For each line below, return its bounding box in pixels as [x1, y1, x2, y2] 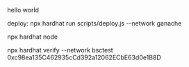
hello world [7, 6, 40, 14]
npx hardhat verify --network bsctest [7, 46, 113, 54]
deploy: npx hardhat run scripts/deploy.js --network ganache [7, 19, 182, 27]
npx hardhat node [7, 32, 58, 41]
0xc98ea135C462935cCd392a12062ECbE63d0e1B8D [7, 53, 161, 61]
